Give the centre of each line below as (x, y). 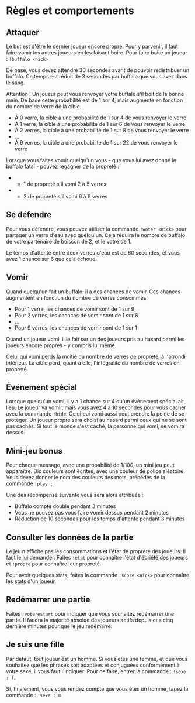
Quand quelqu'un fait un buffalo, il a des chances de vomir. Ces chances (93, 292)
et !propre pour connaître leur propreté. (54, 564)
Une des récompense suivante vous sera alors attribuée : (75, 495)
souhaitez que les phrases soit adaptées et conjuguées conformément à (93, 665)
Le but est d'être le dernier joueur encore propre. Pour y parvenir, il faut (92, 46)
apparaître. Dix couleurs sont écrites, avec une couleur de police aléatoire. (96, 471)
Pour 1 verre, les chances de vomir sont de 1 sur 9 (74, 309)
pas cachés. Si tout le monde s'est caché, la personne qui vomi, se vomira (95, 426)
